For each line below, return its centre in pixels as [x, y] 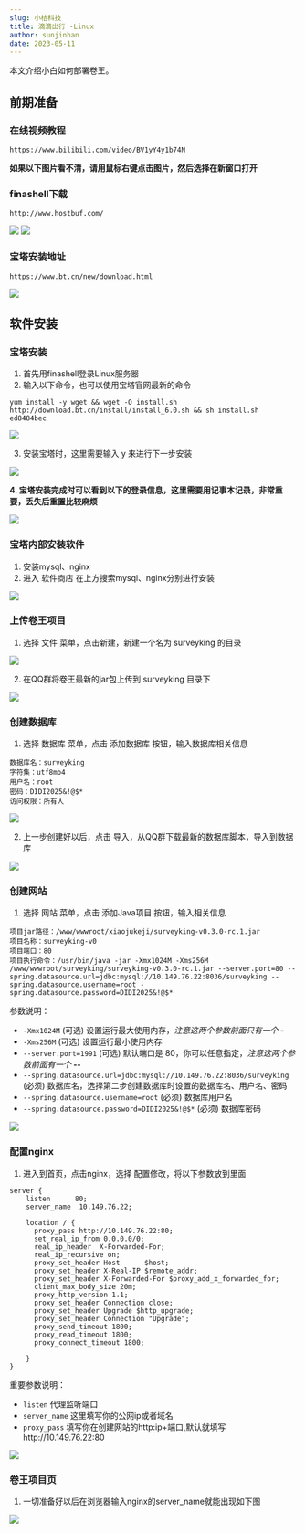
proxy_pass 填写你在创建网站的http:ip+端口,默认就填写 [124, 1427]
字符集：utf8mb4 [37, 773]
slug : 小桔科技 [36, 18]
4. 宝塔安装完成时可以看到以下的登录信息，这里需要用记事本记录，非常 [142, 491]
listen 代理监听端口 [60, 1404]
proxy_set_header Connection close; [103, 1303]
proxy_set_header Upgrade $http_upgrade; [114, 1311]
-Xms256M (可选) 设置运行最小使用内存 [92, 1041]
